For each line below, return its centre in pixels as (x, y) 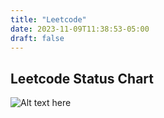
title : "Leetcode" (48, 19)
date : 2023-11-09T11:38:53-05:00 (80, 29)
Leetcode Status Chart (82, 78)
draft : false (37, 38)
